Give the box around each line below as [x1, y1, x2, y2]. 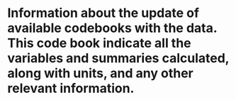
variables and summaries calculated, [7, 50, 230, 67]
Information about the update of [7, 5, 200, 21]
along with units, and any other [7, 65, 193, 82]
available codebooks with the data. [7, 20, 218, 36]
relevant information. [7, 80, 135, 96]
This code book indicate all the [7, 35, 191, 51]
